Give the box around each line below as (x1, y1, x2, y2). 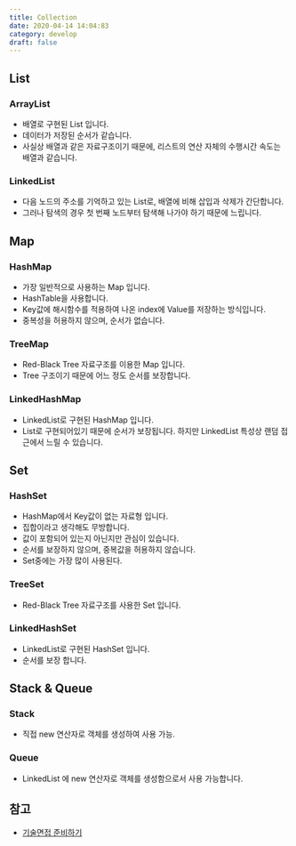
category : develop (9, 29, 77, 38)
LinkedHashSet (9, 622, 77, 634)
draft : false (9, 37, 58, 47)
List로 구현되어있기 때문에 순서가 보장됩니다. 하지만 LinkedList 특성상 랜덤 (21, 425, 279, 436)
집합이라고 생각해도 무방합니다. (21, 522, 131, 533)
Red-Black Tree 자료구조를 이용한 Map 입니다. (21, 359, 185, 370)
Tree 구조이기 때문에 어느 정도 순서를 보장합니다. (21, 370, 191, 381)
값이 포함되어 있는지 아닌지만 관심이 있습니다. (21, 533, 180, 544)
